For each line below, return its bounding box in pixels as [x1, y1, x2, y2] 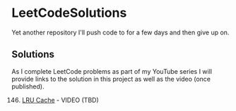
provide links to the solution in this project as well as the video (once [11, 74, 211, 83]
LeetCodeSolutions [11, 5, 127, 21]
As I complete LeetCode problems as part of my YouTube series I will [11, 67, 213, 75]
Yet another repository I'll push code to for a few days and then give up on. [11, 28, 230, 37]
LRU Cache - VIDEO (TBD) [21, 96, 100, 104]
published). [11, 82, 45, 91]
